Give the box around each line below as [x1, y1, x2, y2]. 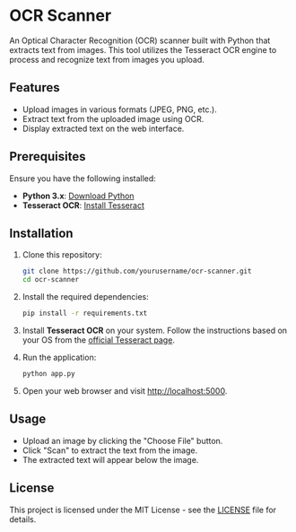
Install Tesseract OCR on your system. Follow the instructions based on [22, 325, 288, 336]
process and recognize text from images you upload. [9, 54, 205, 65]
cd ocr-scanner [22, 275, 80, 284]
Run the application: [22, 352, 97, 362]
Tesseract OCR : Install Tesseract [22, 199, 145, 211]
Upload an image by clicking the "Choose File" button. [22, 435, 223, 446]
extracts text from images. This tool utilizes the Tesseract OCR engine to [9, 44, 277, 55]
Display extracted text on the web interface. [22, 123, 185, 134]
